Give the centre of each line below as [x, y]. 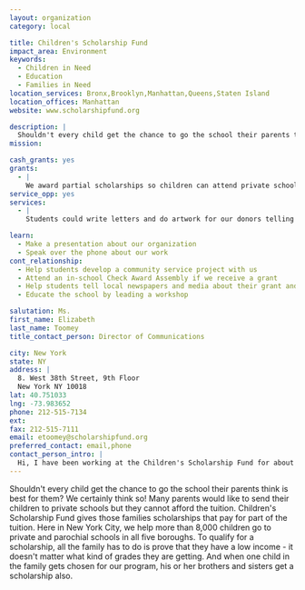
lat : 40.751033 [38, 395]
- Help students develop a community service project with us [138, 269]
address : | [30, 370]
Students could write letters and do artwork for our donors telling [160, 219]
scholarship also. [41, 575]
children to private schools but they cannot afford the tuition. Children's [143, 508]
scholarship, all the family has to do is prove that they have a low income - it [151, 546]
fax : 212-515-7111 [44, 429]
